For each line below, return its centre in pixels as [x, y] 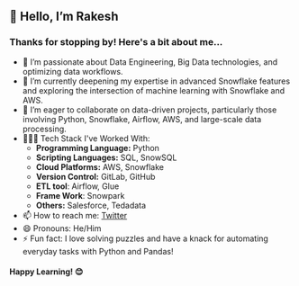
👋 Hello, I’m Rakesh [64, 17]
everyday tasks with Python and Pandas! [98, 251]
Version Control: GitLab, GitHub [95, 176]
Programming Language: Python [98, 147]
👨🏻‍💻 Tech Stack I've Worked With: [86, 138]
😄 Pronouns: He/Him [62, 228]
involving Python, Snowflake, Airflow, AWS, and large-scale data [142, 119]
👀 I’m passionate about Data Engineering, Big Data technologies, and [149, 62]
